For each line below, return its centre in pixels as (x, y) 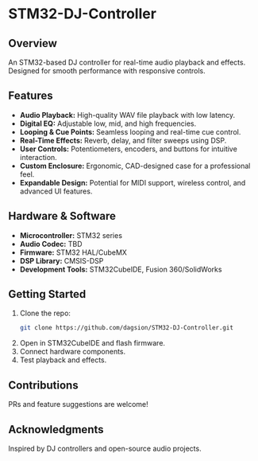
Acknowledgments (56, 430)
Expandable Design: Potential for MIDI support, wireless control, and (133, 182)
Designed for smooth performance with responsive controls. (107, 71)
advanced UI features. (56, 191)
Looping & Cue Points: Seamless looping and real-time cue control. (130, 131)
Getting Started (47, 294)
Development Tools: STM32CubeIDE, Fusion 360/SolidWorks (121, 269)
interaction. (38, 157)
